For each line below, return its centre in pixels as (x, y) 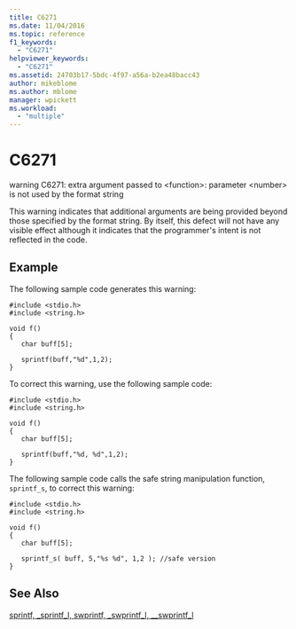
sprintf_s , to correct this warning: (72, 488)
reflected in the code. (48, 240)
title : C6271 (33, 17)
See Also (34, 594)
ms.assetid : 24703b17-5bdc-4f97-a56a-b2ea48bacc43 (105, 75)
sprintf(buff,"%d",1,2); (67, 359)
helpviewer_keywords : (49, 59)
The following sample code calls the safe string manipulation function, (137, 478)
